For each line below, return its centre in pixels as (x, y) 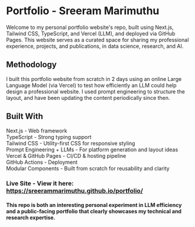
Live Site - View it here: (40, 183)
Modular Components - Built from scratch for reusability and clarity (88, 168)
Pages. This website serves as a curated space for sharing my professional (97, 40)
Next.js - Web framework (37, 131)
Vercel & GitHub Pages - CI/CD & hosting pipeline (66, 155)
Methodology (32, 65)
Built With (25, 116)
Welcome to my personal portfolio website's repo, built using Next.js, (90, 27)
